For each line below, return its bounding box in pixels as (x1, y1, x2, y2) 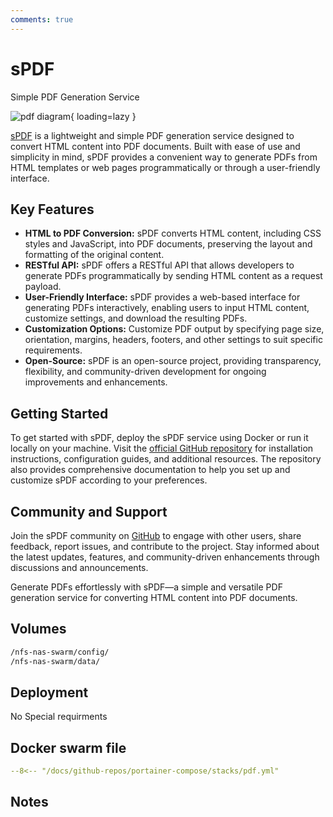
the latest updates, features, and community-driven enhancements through (10, 551, 320, 563)
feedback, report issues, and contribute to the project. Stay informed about (10, 541, 320, 552)
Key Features (10, 201, 95, 218)
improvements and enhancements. (24, 376, 168, 388)
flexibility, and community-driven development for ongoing (24, 366, 267, 378)
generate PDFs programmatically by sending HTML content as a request (24, 270, 323, 282)
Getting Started (10, 405, 109, 422)
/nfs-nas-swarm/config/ (10, 647, 110, 657)
